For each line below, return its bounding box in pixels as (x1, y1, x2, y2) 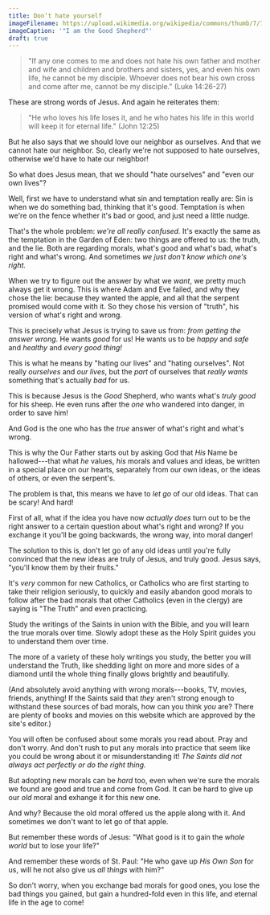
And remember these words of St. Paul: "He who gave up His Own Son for (8, 856, 255, 866)
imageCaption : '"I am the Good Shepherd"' (8, 27, 153, 35)
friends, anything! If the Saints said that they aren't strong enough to (8, 693, 235, 703)
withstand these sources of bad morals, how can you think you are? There (8, 702, 255, 712)
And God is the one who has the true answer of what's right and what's (8, 423, 244, 434)
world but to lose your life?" (8, 841, 100, 851)
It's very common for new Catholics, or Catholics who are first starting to (8, 578, 249, 588)
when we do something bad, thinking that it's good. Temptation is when (8, 202, 245, 212)
